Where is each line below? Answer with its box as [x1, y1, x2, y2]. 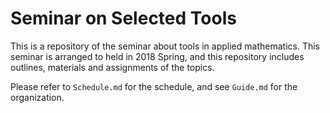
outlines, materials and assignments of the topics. [10, 61, 215, 73]
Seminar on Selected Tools [10, 7, 237, 30]
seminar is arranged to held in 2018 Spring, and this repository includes [10, 50, 305, 62]
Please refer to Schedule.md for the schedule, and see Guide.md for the [10, 80, 298, 92]
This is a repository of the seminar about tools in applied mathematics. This [10, 40, 320, 52]
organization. [10, 91, 65, 103]
